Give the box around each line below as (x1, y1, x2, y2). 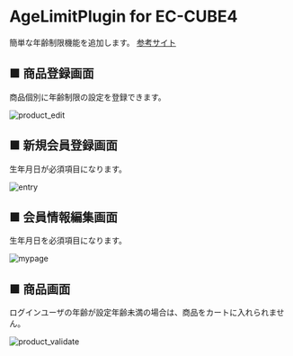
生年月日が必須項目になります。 (9, 164, 128, 174)
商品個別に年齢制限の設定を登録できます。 (9, 92, 166, 102)
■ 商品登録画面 (9, 66, 94, 82)
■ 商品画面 (9, 281, 71, 297)
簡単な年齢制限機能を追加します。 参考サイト (9, 37, 177, 48)
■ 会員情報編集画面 (9, 209, 119, 225)
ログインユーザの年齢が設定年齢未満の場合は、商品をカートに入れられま (9, 307, 277, 318)
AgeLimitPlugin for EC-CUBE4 (9, 6, 238, 27)
